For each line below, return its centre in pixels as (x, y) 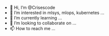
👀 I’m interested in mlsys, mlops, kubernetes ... (57, 13)
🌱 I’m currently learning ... (36, 18)
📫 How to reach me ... (32, 28)
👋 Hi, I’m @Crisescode (32, 8)
